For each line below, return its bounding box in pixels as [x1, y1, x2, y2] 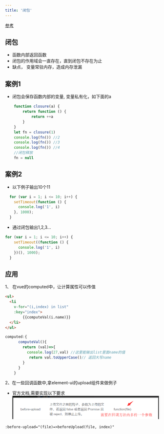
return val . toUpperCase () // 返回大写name [29, 355, 112, 360]
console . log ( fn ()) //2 [14, 135, 60, 140]
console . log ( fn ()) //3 [14, 140, 60, 145]
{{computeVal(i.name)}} [22, 315, 71, 319]
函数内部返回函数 [12, 52, 47, 58]
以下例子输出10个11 [12, 184, 50, 190]
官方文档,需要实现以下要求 [12, 390, 65, 396]
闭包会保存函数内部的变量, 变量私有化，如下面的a [12, 94, 111, 99]
